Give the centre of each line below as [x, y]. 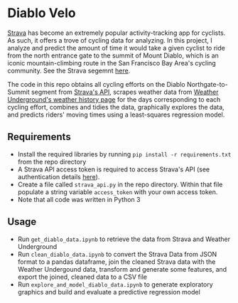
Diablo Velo [42, 13]
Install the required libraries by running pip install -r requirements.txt [124, 154]
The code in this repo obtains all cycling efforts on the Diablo [97, 84]
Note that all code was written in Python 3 [79, 199]
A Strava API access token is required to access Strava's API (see [114, 169]
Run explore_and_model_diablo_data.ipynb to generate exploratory [115, 284]
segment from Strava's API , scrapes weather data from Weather [125, 92]
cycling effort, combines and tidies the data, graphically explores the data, [116, 107]
